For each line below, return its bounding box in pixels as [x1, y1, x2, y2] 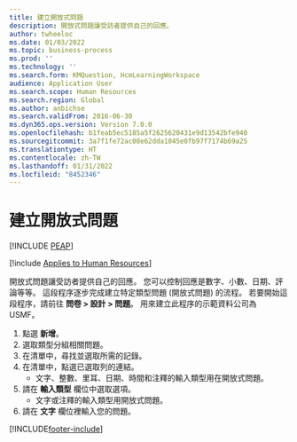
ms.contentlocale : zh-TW [9, 153, 101, 162]
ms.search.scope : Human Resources [9, 87, 137, 96]
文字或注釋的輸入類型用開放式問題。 [35, 395, 168, 406]
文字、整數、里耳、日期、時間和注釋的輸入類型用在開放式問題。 [35, 373, 269, 383]
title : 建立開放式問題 [9, 12, 84, 22]
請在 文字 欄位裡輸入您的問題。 [21, 406, 136, 417]
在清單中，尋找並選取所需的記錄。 [21, 351, 147, 361]
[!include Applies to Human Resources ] [9, 258, 152, 269]
